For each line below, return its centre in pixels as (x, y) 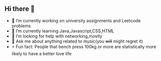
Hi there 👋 (20, 9)
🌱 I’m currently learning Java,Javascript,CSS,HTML (63, 31)
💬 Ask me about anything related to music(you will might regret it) (77, 41)
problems (21, 26)
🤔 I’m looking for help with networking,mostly (57, 36)
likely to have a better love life (41, 53)
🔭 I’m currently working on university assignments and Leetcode (76, 20)
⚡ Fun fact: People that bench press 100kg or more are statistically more (84, 46)
